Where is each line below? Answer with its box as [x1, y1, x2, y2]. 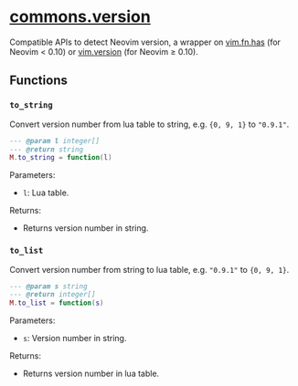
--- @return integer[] [9, 290, 96, 299]
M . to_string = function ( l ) [9, 153, 112, 162]
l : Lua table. [22, 187, 69, 198]
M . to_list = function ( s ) [9, 298, 104, 308]
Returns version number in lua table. [22, 368, 160, 380]
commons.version [9, 6, 151, 27]
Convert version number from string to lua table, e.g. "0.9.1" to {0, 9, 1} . [9, 264, 290, 275]
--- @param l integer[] [9, 136, 101, 145]
